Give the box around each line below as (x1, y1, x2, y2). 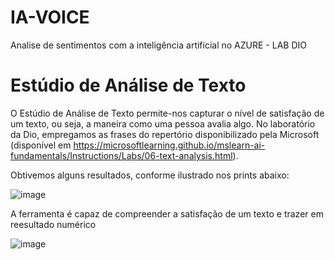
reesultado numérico (10, 218, 97, 230)
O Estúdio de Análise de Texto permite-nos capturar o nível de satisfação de (10, 107, 325, 119)
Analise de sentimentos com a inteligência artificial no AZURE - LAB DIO (10, 39, 307, 51)
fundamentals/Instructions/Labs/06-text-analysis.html (10, 149, 233, 161)
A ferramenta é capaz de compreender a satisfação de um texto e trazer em (10, 207, 324, 220)
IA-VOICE (10, 6, 90, 29)
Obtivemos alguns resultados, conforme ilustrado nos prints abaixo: (10, 169, 290, 181)
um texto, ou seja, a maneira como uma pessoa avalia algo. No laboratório (10, 117, 316, 130)
